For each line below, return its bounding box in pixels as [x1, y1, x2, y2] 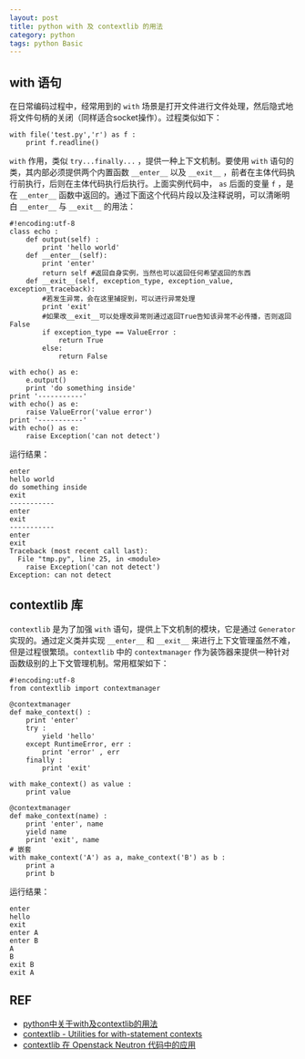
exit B [9, 960, 35, 969]
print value [25, 787, 71, 797]
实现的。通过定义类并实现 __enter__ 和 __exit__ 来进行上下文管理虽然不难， [9, 634, 296, 645]
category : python [9, 30, 76, 39]
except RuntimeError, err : [25, 739, 132, 748]
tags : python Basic [9, 38, 84, 48]
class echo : [9, 227, 59, 237]
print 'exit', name [25, 835, 100, 844]
